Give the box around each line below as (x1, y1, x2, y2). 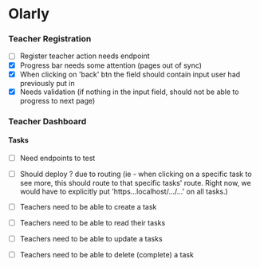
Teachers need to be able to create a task (19, 202, 157, 211)
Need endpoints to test (19, 153, 96, 163)
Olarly (8, 5, 49, 23)
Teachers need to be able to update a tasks (19, 234, 163, 244)
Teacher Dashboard (8, 116, 87, 127)
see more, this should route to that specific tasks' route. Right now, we (19, 178, 251, 187)
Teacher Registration (8, 33, 92, 45)
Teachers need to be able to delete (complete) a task (19, 250, 194, 260)
